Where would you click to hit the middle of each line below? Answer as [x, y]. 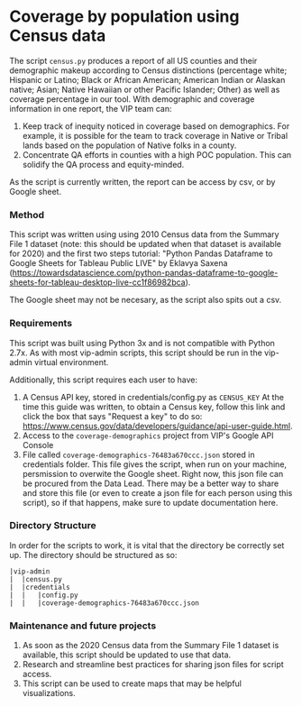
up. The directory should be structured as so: [93, 555]
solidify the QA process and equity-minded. [103, 164]
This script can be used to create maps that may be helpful [132, 683]
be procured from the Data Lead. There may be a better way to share [151, 483]
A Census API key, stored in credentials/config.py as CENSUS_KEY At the [153, 397]
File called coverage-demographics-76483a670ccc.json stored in [138, 454]
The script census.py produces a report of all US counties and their [133, 60]
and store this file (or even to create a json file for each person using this [157, 492]
